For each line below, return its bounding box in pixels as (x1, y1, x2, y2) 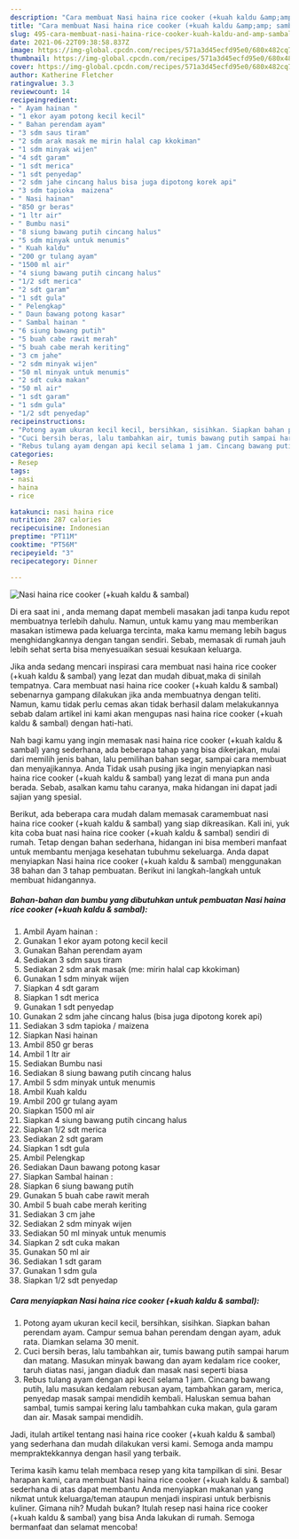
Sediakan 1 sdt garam (22, 1256, 102, 1267)
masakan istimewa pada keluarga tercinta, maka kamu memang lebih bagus (10, 624, 287, 635)
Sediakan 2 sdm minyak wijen (22, 1219, 132, 1229)
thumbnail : (10, 54, 51, 63)
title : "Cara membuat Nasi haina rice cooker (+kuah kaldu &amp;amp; (10, 21, 273, 30)
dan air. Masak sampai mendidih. (22, 1412, 144, 1423)
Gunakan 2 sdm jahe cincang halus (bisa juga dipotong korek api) (22, 1011, 263, 1022)
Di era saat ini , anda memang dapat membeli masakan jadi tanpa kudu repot (10, 606, 290, 616)
